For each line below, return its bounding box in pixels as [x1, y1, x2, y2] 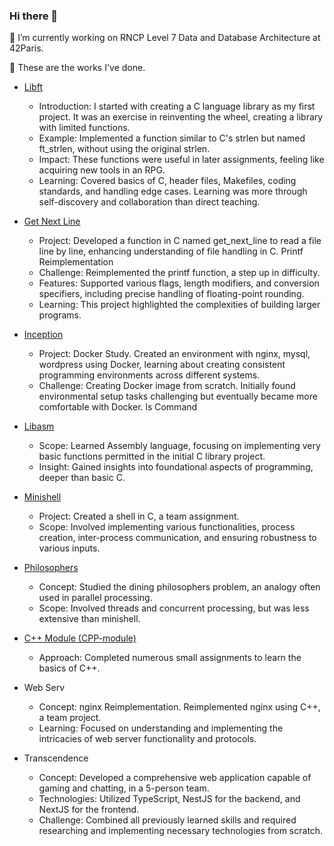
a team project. [38, 712, 102, 724]
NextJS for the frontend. [38, 804, 140, 816]
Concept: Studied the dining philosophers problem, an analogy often [38, 581, 321, 593]
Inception [23, 329, 64, 341]
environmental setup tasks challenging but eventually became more [38, 390, 318, 403]
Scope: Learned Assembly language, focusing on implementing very [38, 440, 321, 452]
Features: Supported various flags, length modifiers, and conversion [38, 277, 320, 289]
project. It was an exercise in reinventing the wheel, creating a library [38, 111, 324, 123]
